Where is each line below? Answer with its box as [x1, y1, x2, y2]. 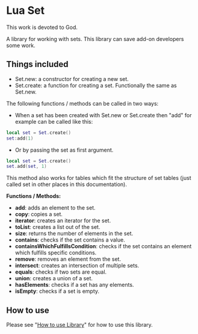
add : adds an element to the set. [14, 204, 96, 211]
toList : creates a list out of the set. [14, 223, 101, 231]
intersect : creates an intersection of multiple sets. [14, 262, 140, 269]
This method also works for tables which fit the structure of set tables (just [6, 175, 191, 182]
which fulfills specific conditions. [14, 249, 97, 257]
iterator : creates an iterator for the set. [14, 217, 111, 224]
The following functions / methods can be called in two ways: [6, 100, 159, 107]
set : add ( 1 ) [6, 135, 34, 141]
